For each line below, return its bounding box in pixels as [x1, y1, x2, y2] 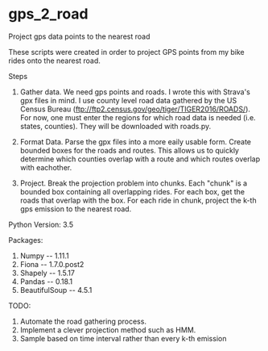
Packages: [8, 235, 43, 244]
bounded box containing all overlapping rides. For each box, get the [19, 186, 245, 196]
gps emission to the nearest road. [19, 203, 132, 214]
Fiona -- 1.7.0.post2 [19, 259, 85, 269]
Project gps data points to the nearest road [8, 31, 150, 41]
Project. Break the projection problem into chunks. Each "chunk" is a [19, 178, 248, 188]
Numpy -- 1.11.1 [19, 251, 70, 261]
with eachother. [19, 162, 72, 172]
